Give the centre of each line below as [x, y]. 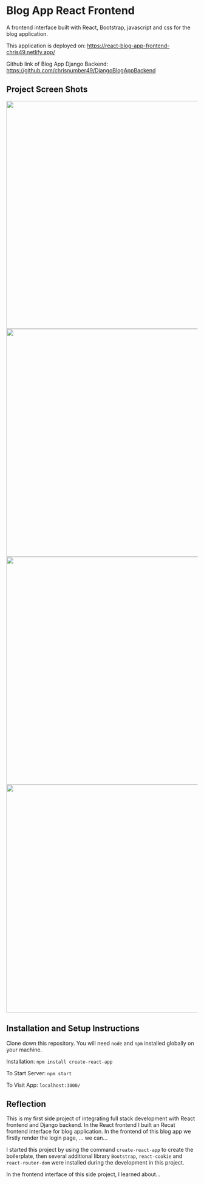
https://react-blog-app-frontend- [128, 46]
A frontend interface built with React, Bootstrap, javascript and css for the [98, 27]
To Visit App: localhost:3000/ [43, 1085]
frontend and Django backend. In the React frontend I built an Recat [91, 1125]
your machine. [24, 1050]
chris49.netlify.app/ [31, 52]
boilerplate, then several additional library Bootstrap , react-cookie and [94, 1156]
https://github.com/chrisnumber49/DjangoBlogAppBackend [81, 70]
